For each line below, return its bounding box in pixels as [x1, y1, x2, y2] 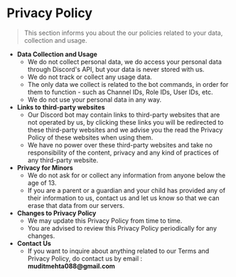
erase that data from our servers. [27, 201, 125, 209]
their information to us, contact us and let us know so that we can [27, 194, 220, 202]
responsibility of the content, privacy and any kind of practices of [27, 148, 220, 157]
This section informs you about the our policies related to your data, [23, 28, 223, 37]
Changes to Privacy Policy [16, 209, 97, 217]
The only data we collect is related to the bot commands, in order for [27, 80, 229, 88]
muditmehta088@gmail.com [27, 261, 115, 270]
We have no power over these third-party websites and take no [27, 140, 213, 149]
